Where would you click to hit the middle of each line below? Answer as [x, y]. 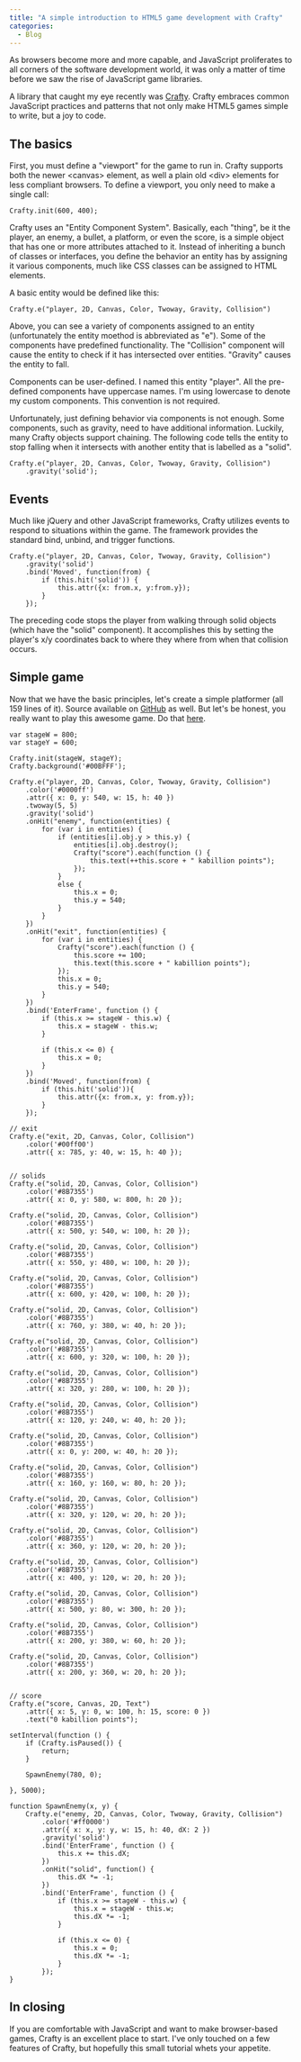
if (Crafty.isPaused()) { [74, 1743]
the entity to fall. [40, 365]
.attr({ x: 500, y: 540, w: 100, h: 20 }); [108, 1231]
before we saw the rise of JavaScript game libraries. [106, 79]
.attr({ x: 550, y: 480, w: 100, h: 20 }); [108, 1262]
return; [56, 1751]
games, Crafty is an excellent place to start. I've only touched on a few [140, 2038]
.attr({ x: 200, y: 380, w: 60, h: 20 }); [106, 1641]
